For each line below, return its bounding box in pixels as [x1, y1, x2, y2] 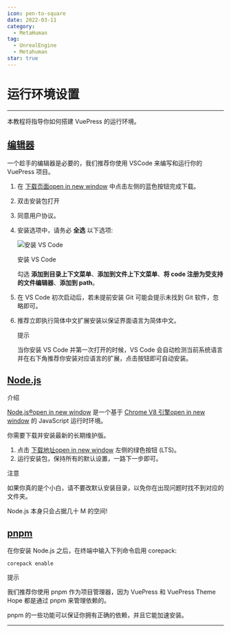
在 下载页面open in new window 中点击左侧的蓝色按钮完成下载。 [16, 182, 200, 190]
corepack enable [7, 560, 54, 568]
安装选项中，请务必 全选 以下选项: [16, 226, 113, 234]
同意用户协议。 [16, 211, 60, 219]
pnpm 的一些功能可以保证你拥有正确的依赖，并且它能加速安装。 [7, 611, 188, 619]
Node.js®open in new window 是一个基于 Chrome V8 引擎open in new [7, 408, 206, 416]
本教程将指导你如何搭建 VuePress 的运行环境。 [7, 117, 140, 125]
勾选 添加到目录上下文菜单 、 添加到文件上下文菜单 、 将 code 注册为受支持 [16, 270, 223, 278]
